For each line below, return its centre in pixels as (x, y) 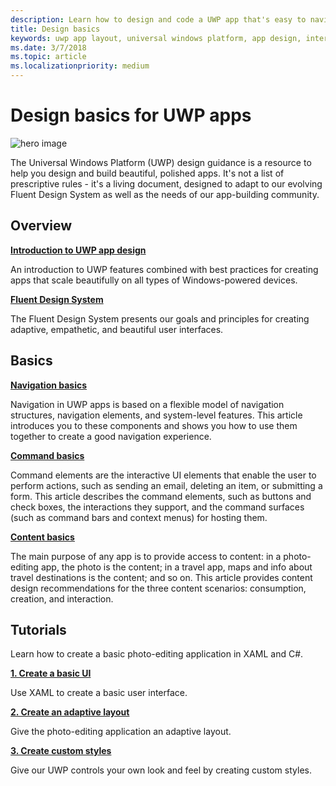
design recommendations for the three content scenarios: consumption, (158, 588)
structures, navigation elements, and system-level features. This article (156, 415)
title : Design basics (55, 29)
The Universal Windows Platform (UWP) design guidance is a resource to (161, 162)
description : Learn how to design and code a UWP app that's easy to (158, 19)
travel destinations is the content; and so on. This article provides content (161, 577)
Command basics (47, 455)
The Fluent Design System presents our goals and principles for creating (160, 318)
